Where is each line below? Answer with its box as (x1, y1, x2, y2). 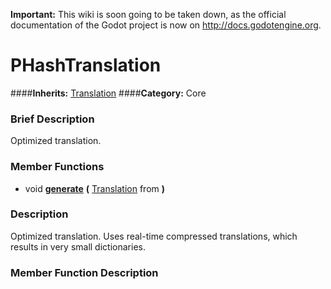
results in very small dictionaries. (10, 240, 146, 253)
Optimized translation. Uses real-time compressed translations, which (10, 230, 298, 242)
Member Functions (10, 160, 105, 174)
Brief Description (10, 112, 95, 126)
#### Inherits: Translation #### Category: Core (10, 87, 207, 99)
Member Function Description (10, 265, 159, 279)
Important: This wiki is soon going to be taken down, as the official (10, 9, 287, 20)
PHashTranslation (10, 54, 162, 77)
